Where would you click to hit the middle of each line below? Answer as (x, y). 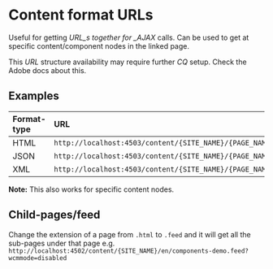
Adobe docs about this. (48, 70)
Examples (34, 96)
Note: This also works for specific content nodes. (91, 189)
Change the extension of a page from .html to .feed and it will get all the (130, 234)
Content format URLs (81, 15)
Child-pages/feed (54, 215)
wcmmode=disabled (38, 258)
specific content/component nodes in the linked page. (99, 46)
